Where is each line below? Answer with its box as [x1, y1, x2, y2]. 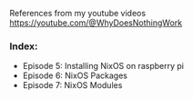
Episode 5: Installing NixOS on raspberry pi [22, 61, 185, 72]
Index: [9, 40, 38, 53]
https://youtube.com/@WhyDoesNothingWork [9, 17, 183, 28]
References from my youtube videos [9, 8, 147, 18]
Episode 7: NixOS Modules [22, 80, 123, 91]
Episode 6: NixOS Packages [22, 70, 127, 81]
